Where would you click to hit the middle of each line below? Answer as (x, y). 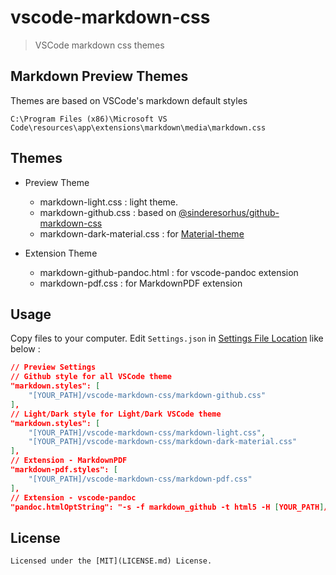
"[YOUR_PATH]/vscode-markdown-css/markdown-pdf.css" (140, 479)
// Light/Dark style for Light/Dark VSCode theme (116, 414)
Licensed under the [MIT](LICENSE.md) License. (111, 561)
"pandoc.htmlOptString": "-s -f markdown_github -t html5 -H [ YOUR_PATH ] (167, 507)
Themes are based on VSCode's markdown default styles (129, 100)
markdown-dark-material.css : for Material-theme (142, 233)
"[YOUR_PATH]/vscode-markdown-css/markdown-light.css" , (147, 432)
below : (25, 349)
